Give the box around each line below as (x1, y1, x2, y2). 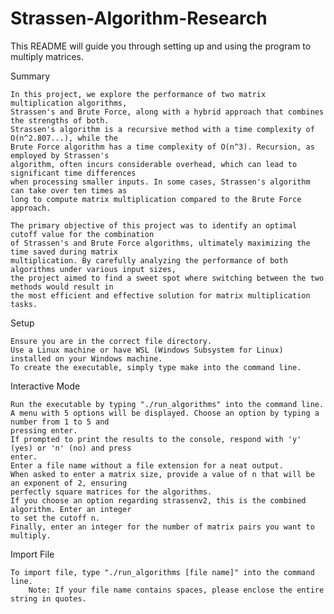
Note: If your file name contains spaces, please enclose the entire (28, 585, 325, 595)
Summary (10, 70, 51, 82)
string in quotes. (10, 593, 87, 604)
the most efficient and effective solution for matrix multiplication (10, 290, 311, 301)
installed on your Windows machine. (10, 353, 163, 364)
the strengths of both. (10, 115, 110, 126)
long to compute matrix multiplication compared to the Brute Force (10, 194, 302, 204)
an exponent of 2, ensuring (10, 478, 128, 488)
